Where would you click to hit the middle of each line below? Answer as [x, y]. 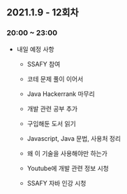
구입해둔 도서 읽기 [51, 123]
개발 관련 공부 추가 [52, 109]
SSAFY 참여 [44, 64]
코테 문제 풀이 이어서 [55, 78]
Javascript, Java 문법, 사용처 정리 [74, 138]
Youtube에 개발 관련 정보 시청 [68, 168]
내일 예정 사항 [35, 49]
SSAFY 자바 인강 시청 [57, 183]
